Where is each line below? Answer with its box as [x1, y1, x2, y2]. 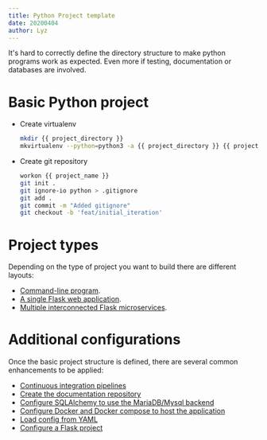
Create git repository [19, 157, 88, 166]
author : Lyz [8, 26, 48, 34]
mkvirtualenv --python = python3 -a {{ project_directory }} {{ [19, 142, 230, 150]
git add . [19, 194, 53, 202]
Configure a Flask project [19, 423, 103, 433]
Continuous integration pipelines [19, 381, 127, 391]
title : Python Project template [8, 11, 115, 20]
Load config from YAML [19, 415, 98, 424]
